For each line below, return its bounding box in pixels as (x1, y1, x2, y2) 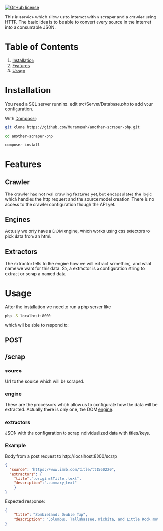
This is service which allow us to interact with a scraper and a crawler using (5, 14, 157, 19)
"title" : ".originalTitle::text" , (14, 476, 81, 481)
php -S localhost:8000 (5, 314, 51, 319)
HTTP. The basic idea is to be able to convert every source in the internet (5, 19, 152, 25)
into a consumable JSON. (5, 24, 56, 30)
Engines (5, 215, 31, 224)
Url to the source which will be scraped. (5, 378, 85, 384)
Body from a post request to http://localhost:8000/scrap (5, 453, 117, 459)
